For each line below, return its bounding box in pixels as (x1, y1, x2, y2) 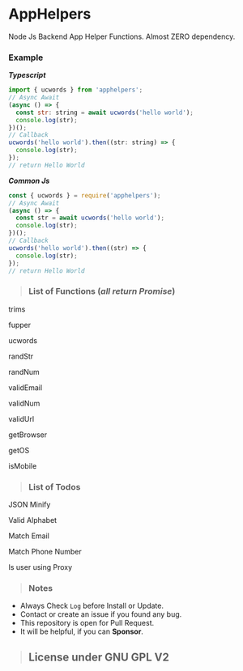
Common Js (8, 176, 50, 185)
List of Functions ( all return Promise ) (28, 286, 176, 297)
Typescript (8, 70, 46, 80)
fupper (8, 320, 32, 329)
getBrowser (8, 430, 47, 440)
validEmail (8, 382, 43, 393)
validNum (8, 398, 40, 408)
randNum (8, 367, 40, 376)
